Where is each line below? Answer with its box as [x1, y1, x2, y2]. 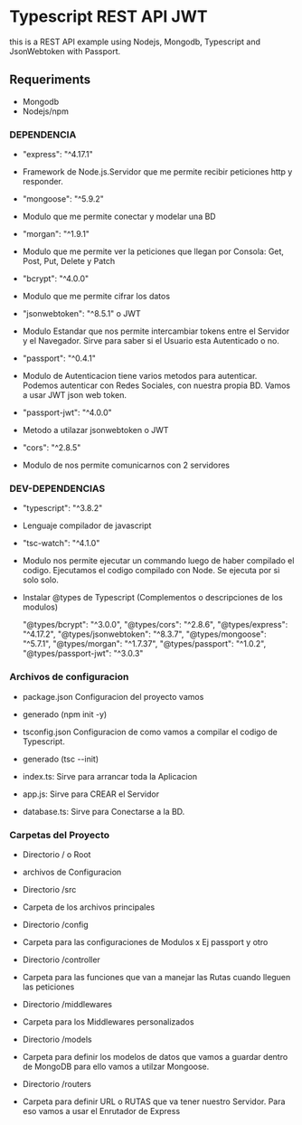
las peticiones [22, 981, 75, 992]
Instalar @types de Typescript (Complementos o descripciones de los [22, 592, 283, 603]
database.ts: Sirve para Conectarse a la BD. [22, 806, 185, 817]
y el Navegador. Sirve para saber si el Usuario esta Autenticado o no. [22, 336, 280, 346]
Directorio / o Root [22, 848, 91, 860]
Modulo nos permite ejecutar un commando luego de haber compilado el [22, 555, 295, 566]
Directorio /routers [22, 1078, 92, 1089]
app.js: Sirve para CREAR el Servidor [22, 789, 160, 799]
